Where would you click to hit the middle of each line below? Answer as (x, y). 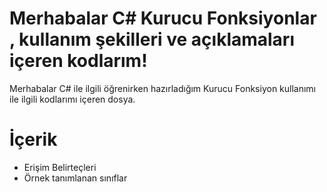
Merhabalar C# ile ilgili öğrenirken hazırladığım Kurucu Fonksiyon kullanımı (163, 88)
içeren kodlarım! (78, 61)
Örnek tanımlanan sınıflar (75, 178)
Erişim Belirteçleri (60, 167)
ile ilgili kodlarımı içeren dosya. (72, 99)
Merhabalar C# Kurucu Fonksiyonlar (163, 18)
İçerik (33, 139)
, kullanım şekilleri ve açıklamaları (152, 39)
